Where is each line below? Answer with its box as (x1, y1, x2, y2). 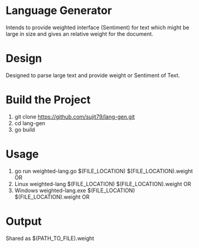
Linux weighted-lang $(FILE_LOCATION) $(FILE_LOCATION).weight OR (14, 180, 192, 187)
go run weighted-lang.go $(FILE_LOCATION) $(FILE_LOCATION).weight (14, 167, 194, 174)
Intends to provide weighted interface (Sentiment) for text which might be (5, 24, 189, 31)
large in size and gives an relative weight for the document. (5, 30, 153, 37)
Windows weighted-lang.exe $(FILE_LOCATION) (14, 187, 135, 194)
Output (5, 214, 42, 228)
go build (14, 126, 35, 133)
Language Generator (5, 4, 112, 18)
